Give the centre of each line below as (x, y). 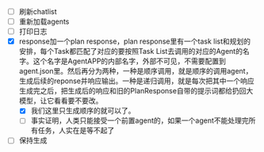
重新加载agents (44, 21)
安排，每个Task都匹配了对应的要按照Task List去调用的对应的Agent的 (131, 51)
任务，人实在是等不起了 (76, 131)
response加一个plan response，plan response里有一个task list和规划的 (135, 41)
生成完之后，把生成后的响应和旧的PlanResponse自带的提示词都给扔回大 (136, 91)
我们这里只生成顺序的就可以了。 (83, 111)
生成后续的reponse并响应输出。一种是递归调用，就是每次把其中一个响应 (136, 81)
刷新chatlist (38, 11)
